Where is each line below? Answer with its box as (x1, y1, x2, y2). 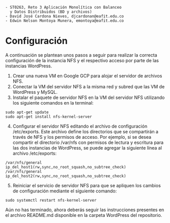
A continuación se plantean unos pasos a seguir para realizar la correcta (5, 52, 157, 58)
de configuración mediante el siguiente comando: (12, 188, 117, 194)
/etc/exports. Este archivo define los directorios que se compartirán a (12, 128, 159, 135)
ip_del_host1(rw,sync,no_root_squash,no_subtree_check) (5, 164, 126, 169)
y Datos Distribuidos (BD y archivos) (10, 9, 93, 14)
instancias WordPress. (5, 63, 52, 69)
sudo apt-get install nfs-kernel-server (5, 114, 93, 119)
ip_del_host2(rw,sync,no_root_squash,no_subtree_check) (5, 174, 126, 179)
